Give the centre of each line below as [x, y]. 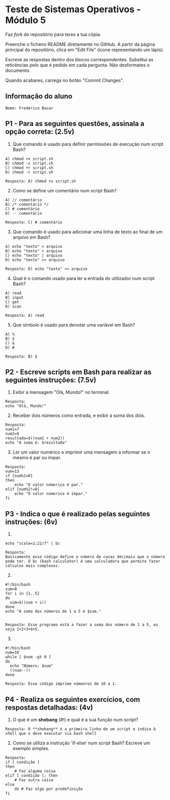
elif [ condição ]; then [32, 776]
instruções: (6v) [31, 522]
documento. [18, 70]
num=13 [12, 471]
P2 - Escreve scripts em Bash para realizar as [78, 372]
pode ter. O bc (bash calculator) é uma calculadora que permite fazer [83, 561]
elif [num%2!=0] [22, 489]
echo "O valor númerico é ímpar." [51, 494]
